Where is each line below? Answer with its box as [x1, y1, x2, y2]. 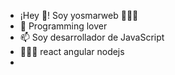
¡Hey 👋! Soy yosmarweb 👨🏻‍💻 [19, 10, 139, 21]
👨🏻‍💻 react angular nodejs [19, 46, 125, 57]
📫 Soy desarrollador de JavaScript [19, 31, 165, 43]
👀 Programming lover [19, 20, 108, 32]
